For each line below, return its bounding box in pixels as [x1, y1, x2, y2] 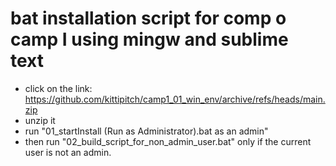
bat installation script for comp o [10, 7, 287, 30]
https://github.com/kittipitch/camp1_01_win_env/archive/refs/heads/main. [24, 93, 326, 105]
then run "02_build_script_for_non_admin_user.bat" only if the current [24, 135, 312, 147]
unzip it [24, 114, 56, 126]
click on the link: [24, 82, 93, 94]
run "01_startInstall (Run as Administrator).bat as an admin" [24, 125, 269, 137]
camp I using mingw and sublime [10, 28, 289, 51]
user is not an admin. [24, 146, 112, 158]
